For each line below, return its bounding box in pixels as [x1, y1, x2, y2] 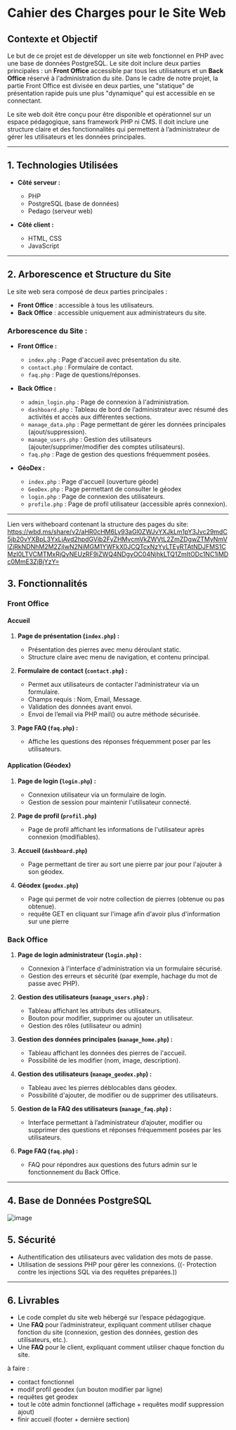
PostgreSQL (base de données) [27, 199, 119, 208]
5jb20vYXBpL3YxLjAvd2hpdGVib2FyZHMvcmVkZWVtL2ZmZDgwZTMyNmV [7, 535, 228, 543]
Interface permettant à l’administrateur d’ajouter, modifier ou [27, 1118, 202, 1127]
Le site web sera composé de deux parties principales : [7, 287, 168, 296]
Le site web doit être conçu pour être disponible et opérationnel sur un [7, 110, 211, 118]
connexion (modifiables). [27, 833, 100, 841]
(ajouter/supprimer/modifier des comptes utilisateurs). [27, 442, 185, 451]
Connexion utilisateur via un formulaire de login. [27, 790, 166, 799]
